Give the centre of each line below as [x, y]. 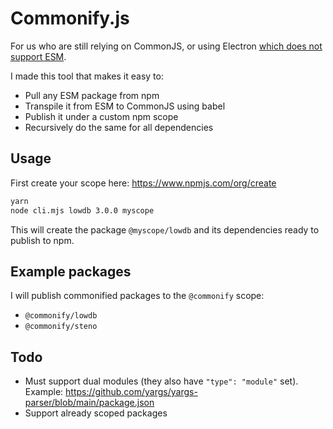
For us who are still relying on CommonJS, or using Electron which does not [166, 46]
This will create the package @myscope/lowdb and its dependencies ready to [165, 229]
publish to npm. [42, 240]
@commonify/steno [61, 327]
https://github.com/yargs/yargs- [131, 392]
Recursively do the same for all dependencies [119, 127]
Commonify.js [70, 18]
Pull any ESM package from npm [92, 95]
